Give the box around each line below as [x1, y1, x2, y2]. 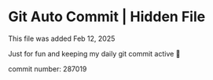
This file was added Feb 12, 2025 [8, 34, 116, 43]
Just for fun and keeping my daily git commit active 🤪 [8, 49, 181, 58]
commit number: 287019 [8, 64, 87, 74]
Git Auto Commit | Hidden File [8, 8, 206, 26]
